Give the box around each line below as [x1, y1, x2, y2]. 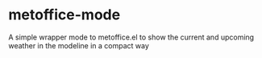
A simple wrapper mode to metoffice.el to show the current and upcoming [8, 32, 255, 42]
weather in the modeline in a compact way [8, 40, 149, 50]
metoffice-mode [8, 6, 121, 24]
